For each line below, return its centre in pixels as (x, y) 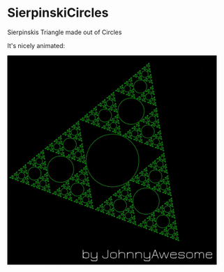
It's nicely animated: (36, 45)
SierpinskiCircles (58, 13)
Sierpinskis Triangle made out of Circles (65, 32)
